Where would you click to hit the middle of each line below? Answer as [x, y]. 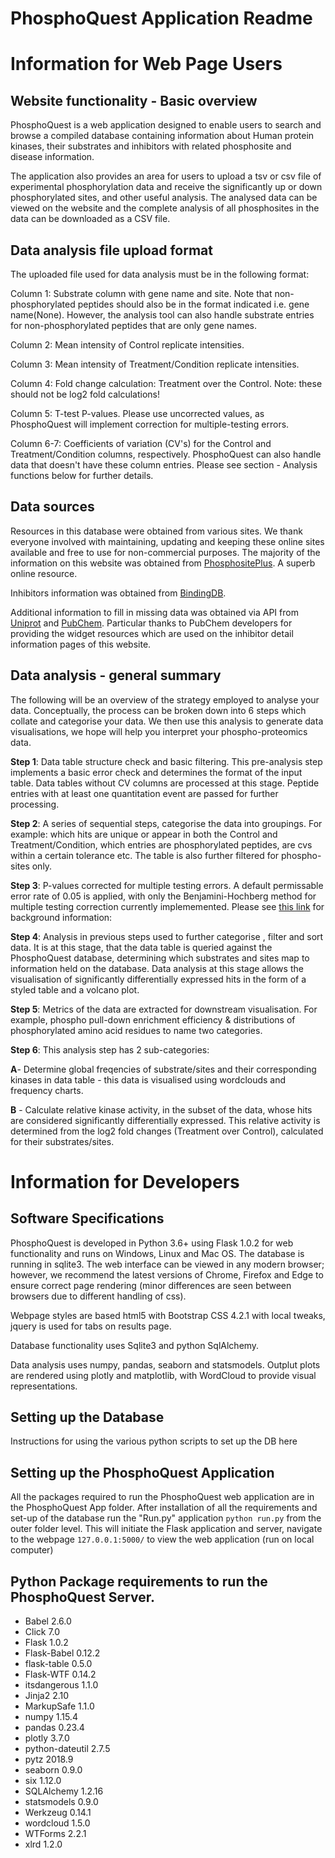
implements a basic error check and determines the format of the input [156, 772]
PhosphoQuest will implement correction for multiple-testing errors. [150, 424]
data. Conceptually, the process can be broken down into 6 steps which [158, 710]
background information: [61, 917]
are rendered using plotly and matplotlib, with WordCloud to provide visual [163, 1375]
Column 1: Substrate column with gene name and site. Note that [141, 293]
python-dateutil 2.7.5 [67, 1749]
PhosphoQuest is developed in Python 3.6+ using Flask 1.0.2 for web [152, 1243]
